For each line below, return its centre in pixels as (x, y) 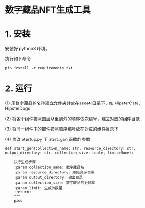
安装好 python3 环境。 (27, 49)
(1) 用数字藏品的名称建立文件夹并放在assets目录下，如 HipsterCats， (74, 103)
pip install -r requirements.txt (39, 68)
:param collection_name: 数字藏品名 (49, 167)
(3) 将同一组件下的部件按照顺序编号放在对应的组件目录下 (62, 129)
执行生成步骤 (25, 162)
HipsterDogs (18, 109)
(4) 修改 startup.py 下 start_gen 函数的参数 (48, 139)
